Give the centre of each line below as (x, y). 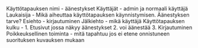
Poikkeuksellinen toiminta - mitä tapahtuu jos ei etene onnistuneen (88, 34)
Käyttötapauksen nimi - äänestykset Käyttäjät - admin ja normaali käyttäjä (97, 9)
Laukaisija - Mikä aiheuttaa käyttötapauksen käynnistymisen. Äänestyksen (98, 15)
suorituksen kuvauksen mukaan (45, 40)
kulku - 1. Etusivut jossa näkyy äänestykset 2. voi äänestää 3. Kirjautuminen (99, 27)
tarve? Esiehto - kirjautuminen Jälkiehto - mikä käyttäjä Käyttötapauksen (96, 21)
